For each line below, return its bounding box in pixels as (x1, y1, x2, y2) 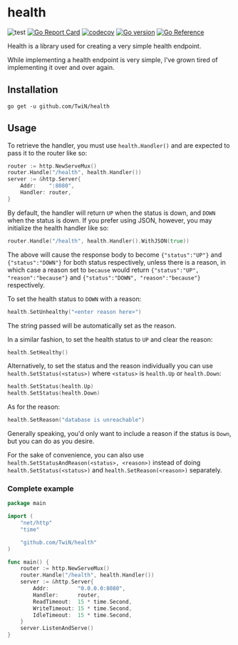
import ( (7, 513, 33, 520)
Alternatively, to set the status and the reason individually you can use (7, 362, 214, 370)
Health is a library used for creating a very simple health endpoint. (7, 41, 202, 50)
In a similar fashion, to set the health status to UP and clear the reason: (7, 335, 213, 343)
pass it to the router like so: (7, 148, 88, 157)
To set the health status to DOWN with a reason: (7, 294, 142, 303)
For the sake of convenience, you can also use (7, 451, 145, 459)
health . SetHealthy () (7, 349, 69, 356)
